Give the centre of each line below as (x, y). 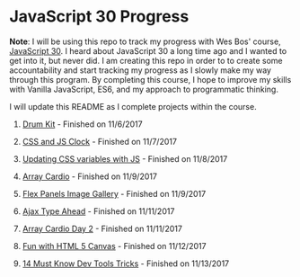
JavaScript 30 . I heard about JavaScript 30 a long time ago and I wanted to (148, 50)
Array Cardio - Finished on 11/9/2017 (89, 176)
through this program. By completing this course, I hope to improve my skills (150, 79)
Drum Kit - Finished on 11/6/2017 (82, 124)
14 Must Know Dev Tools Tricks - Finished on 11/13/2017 (126, 264)
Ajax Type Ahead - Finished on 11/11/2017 (98, 211)
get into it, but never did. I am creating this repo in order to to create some (146, 60)
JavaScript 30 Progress (99, 17)
